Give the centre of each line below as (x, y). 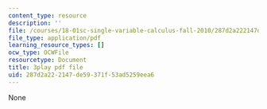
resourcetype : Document (48, 60)
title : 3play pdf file (46, 68)
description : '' (35, 23)
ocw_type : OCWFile (39, 53)
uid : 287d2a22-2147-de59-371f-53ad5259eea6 (81, 75)
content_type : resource (48, 16)
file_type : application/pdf (55, 38)
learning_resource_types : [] (56, 45)
